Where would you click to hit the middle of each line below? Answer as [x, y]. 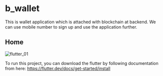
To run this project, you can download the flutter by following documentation [82, 63]
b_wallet [22, 8]
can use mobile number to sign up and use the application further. [71, 27]
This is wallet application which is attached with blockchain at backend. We [81, 22]
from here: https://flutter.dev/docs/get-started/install [58, 68]
